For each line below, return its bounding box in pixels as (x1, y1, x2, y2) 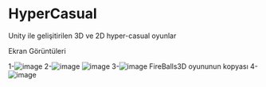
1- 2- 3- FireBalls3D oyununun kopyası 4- (8, 61, 259, 71)
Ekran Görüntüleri (8, 46, 66, 55)
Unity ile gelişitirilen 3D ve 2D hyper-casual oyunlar (8, 31, 177, 40)
